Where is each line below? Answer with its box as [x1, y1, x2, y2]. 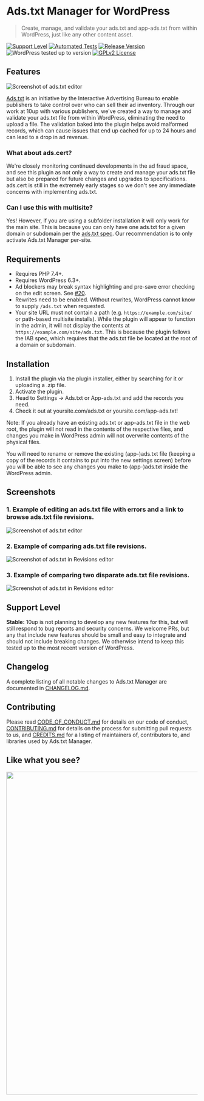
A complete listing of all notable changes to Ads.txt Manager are [6, 677, 167, 685]
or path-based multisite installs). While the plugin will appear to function [15, 315, 195, 323]
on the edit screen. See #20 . [15, 290, 87, 297]
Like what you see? [6, 755, 81, 766]
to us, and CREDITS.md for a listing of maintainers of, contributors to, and [6, 731, 190, 738]
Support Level [6, 602, 61, 612]
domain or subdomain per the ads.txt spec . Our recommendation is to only [6, 230, 193, 238]
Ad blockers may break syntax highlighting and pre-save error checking [15, 283, 195, 290]
